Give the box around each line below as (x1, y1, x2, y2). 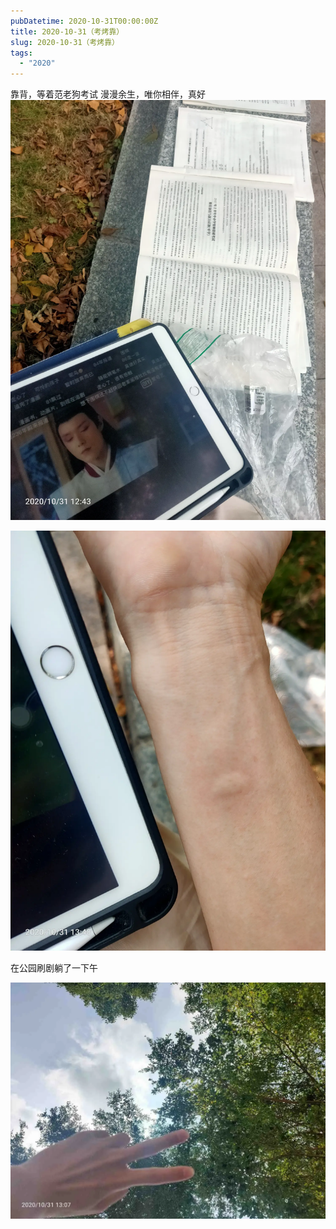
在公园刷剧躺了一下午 (10, 962, 98, 974)
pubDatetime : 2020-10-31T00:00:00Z (10, 16, 159, 26)
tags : (10, 48, 33, 58)
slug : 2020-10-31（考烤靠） (10, 37, 120, 47)
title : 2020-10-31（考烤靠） (10, 26, 125, 37)
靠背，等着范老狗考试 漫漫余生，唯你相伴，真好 (10, 88, 206, 100)
